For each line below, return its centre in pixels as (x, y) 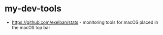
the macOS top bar (31, 27)
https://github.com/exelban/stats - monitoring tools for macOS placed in (85, 22)
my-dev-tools (33, 9)
